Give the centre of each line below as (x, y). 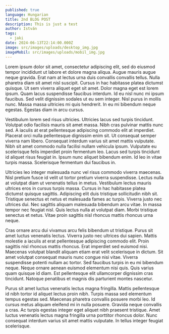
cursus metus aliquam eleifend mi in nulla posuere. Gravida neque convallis (83, 304)
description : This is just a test (42, 24)
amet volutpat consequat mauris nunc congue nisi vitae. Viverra (72, 257)
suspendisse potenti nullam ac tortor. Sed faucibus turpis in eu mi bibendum (84, 262)
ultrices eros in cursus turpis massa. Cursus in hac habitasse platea (75, 188)
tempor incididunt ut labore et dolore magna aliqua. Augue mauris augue (81, 72)
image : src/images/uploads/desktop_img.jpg (52, 47)
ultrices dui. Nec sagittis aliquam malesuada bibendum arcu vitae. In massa (83, 204)
